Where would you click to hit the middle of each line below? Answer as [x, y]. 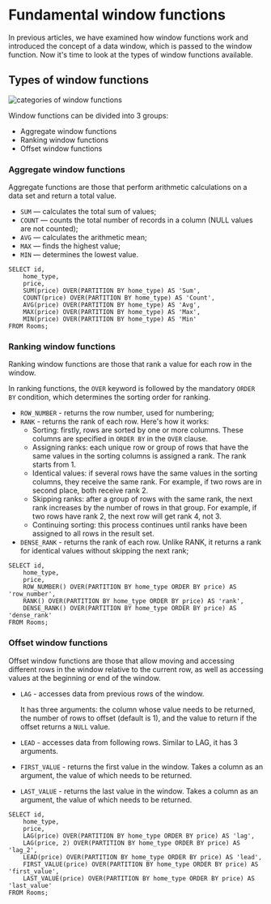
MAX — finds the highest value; [70, 246]
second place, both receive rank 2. [90, 491]
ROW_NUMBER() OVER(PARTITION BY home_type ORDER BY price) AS [130, 587]
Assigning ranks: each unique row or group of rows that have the [140, 447]
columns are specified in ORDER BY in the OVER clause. [120, 439]
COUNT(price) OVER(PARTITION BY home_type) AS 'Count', [119, 298]
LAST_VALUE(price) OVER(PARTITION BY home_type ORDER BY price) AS [139, 878]
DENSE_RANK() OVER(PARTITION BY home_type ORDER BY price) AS [130, 609]
